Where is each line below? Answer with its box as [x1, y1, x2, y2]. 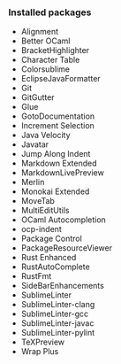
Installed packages [8, 6, 92, 19]
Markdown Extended [20, 158, 98, 169]
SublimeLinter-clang [20, 299, 95, 310]
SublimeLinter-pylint [20, 328, 95, 338]
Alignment [20, 27, 59, 37]
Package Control [20, 233, 83, 244]
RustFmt [20, 271, 52, 282]
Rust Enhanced [20, 252, 77, 263]
